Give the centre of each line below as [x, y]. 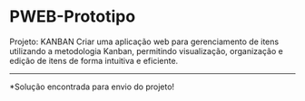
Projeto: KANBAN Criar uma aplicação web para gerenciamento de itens [144, 41]
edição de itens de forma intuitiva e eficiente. [94, 60]
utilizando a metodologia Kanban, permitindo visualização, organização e [146, 50]
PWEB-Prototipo [73, 17]
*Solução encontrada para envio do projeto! [92, 87]
